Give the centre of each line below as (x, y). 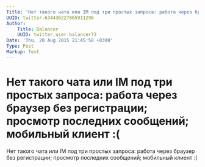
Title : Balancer (38, 29)
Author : (16, 23)
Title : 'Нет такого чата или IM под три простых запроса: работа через (99, 12)
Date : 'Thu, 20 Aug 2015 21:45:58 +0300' (60, 40)
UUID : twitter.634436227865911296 (50, 18)
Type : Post (20, 46)
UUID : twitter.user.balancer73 (57, 35)
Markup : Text (23, 52)
